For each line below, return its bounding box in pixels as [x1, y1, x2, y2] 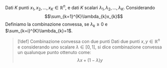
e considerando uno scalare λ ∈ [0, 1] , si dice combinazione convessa [17, 44, 162, 50]
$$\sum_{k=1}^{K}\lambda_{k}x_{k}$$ [44, 13, 123, 19]
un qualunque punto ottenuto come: [17, 49, 91, 55]
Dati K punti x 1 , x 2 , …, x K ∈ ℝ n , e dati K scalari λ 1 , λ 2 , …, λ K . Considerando [5, 4, 156, 11]
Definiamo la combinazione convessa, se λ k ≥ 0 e [5, 21, 108, 28]
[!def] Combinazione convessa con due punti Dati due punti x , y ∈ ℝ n [17, 37, 161, 44]
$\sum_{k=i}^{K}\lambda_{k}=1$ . [5, 28, 73, 34]
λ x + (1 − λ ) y [77, 57, 103, 63]
